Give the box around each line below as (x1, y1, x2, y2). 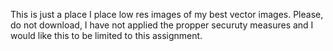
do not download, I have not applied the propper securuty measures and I (10, 19, 314, 31)
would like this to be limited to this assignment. (10, 30, 203, 41)
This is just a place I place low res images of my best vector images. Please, (10, 9, 324, 20)
